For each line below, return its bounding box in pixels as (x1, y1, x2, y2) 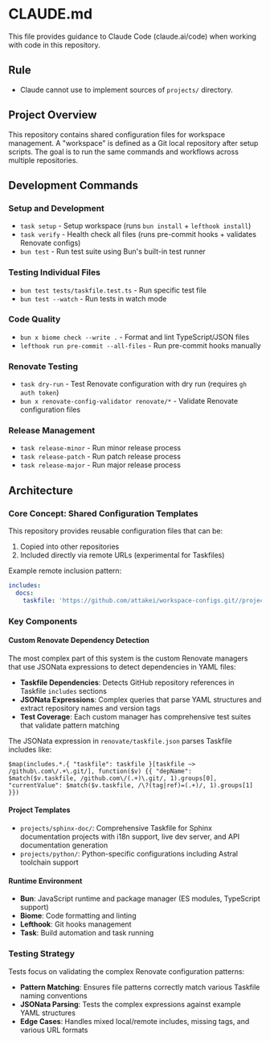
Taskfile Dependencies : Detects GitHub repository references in (19, 678, 235, 687)
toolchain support (19, 857, 79, 867)
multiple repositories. (8, 155, 79, 165)
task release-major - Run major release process (19, 460, 181, 470)
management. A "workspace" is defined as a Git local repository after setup (8, 138, 259, 147)
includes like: (8, 744, 52, 754)
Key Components (8, 616, 78, 627)
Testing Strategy (8, 948, 75, 960)
